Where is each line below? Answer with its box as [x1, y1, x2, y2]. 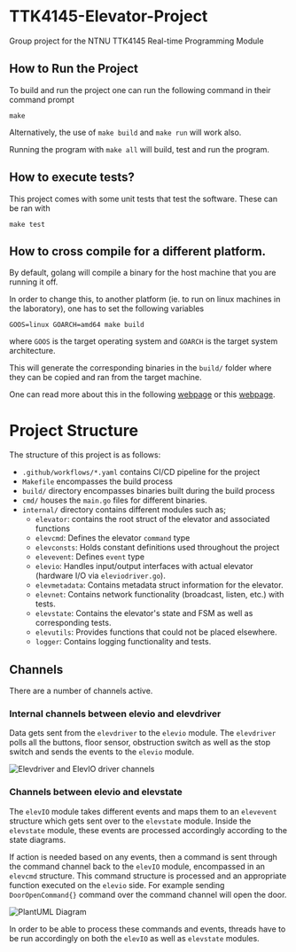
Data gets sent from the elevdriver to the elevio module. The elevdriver [9, 728, 277, 738]
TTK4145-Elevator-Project [9, 6, 208, 27]
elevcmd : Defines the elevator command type [35, 533, 191, 543]
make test [9, 220, 46, 229]
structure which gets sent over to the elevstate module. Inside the [9, 815, 252, 826]
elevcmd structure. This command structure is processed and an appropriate [9, 870, 287, 881]
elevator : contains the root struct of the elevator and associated [35, 514, 270, 525]
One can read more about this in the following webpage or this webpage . [9, 389, 276, 400]
